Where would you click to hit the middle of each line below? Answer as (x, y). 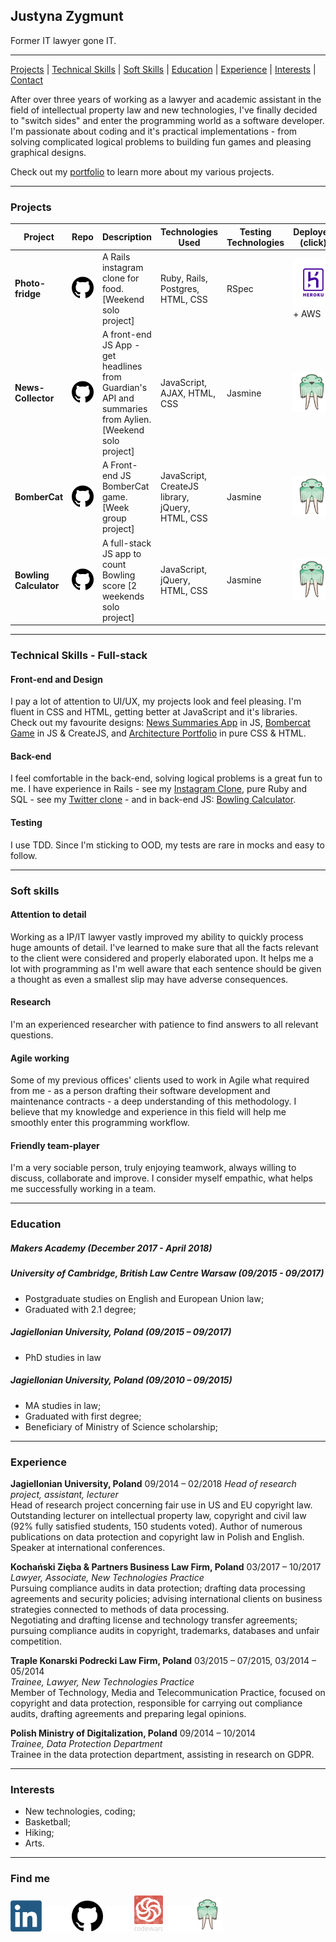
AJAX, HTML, (188, 393)
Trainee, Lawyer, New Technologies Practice (102, 1681)
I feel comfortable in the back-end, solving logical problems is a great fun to (166, 778)
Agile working (40, 1058)
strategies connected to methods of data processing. (120, 1609)
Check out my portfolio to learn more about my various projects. (142, 171)
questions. (32, 1035)
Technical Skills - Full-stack (79, 656)
